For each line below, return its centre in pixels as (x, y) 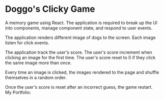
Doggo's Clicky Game (50, 9)
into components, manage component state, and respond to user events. (79, 28)
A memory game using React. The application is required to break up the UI (81, 23)
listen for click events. (27, 42)
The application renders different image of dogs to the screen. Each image (81, 37)
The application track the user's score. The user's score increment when (79, 52)
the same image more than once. (39, 63)
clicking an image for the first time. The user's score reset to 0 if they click (80, 57)
